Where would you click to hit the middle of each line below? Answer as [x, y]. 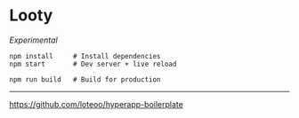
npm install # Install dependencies [85, 56]
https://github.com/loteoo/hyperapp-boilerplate [97, 104]
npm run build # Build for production [85, 79]
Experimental [33, 40]
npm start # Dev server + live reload [93, 64]
